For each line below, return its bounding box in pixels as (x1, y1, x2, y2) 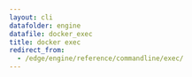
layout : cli (9, 12, 53, 22)
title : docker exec (9, 37, 81, 47)
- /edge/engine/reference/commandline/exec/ (17, 54, 184, 63)
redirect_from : (9, 46, 65, 55)
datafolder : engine (9, 21, 81, 30)
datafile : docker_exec (9, 29, 93, 38)
